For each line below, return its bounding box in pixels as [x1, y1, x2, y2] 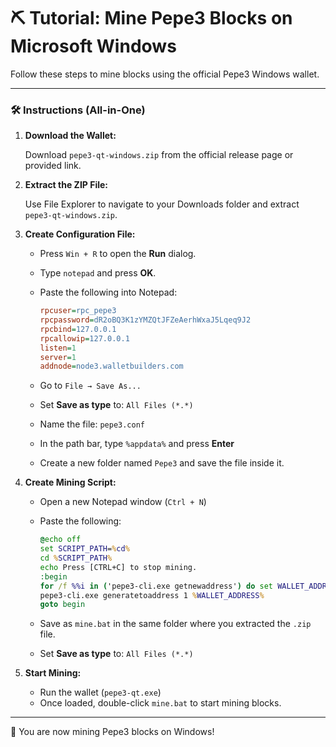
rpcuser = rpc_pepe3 [39, 306, 117, 316]
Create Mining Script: [24, 476, 117, 489]
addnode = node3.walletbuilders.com [39, 361, 184, 372]
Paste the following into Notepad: [39, 286, 178, 299]
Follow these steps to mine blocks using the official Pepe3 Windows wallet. [10, 68, 320, 80]
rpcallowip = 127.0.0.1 [39, 333, 130, 344]
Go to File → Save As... [39, 380, 142, 392]
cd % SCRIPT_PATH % [39, 553, 113, 564]
